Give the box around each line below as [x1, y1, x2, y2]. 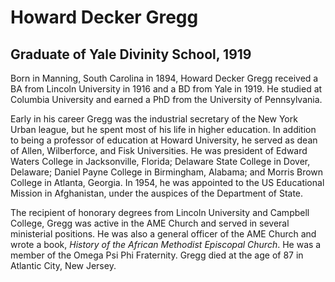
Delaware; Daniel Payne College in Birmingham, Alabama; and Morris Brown [10, 166, 324, 178]
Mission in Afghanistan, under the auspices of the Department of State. [10, 187, 304, 199]
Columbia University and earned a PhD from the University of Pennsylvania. [10, 94, 323, 105]
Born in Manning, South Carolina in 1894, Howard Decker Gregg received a [10, 72, 319, 84]
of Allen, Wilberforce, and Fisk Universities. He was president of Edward [10, 145, 308, 156]
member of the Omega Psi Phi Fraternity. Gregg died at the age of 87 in [10, 249, 304, 261]
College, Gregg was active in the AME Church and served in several [10, 217, 290, 229]
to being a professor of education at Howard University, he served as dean [10, 134, 318, 146]
